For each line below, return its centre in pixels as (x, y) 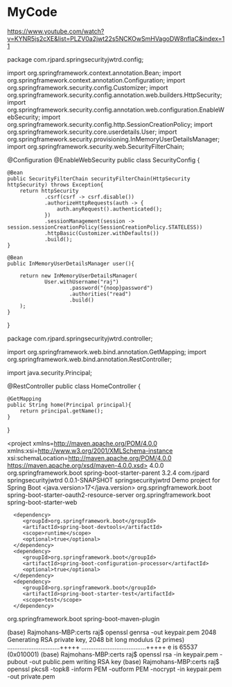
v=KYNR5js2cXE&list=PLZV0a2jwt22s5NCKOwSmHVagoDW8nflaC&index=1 (116, 38)
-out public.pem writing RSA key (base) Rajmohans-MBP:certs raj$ (124, 661)
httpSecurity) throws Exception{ (55, 184)
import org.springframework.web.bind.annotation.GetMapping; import (107, 351)
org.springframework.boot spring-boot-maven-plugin (83, 618)
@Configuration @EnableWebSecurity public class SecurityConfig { (104, 159)
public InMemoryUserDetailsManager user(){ (71, 263)
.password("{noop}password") (111, 288)
